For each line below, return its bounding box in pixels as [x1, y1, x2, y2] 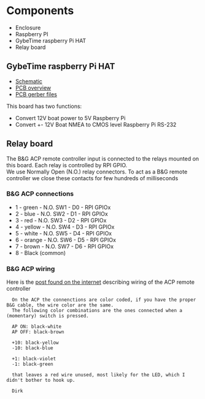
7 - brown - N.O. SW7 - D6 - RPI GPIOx [15, 243, 114, 250]
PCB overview [15, 84, 52, 91]
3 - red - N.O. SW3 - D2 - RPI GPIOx [15, 216, 107, 224]
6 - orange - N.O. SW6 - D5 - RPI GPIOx [15, 236, 117, 243]
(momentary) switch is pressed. [6, 313, 89, 319]
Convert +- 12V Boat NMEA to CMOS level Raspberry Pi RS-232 [15, 121, 177, 128]
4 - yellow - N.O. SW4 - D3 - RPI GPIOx [15, 223, 115, 230]
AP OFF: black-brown [12, 329, 64, 335]
